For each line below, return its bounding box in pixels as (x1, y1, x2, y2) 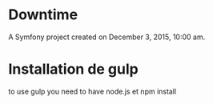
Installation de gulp (8, 60, 139, 78)
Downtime (8, 6, 78, 24)
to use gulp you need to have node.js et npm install (8, 86, 177, 96)
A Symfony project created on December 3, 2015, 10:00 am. (8, 32, 206, 42)
